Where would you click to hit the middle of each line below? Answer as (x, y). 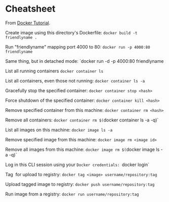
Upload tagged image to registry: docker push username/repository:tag (80, 184)
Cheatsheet (30, 9)
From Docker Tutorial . (28, 23)
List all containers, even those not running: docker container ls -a (75, 80)
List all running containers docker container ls (54, 71)
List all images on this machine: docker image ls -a (59, 130)
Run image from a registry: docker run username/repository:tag (72, 194)
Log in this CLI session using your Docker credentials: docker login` (77, 165)
